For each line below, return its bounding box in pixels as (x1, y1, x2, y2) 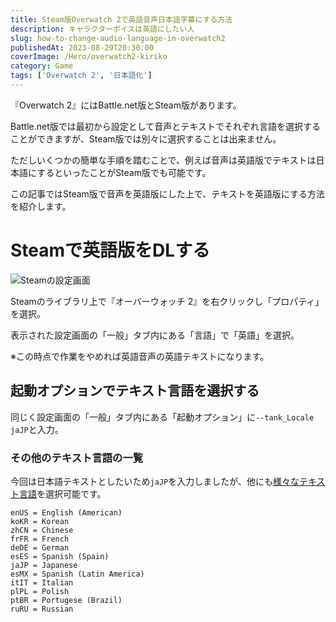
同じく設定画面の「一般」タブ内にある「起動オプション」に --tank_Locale (10, 411, 315, 423)
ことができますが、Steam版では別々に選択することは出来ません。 (10, 132, 282, 145)
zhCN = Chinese (10, 525, 74, 535)
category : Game (10, 61, 74, 71)
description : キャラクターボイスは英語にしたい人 (10, 24, 195, 34)
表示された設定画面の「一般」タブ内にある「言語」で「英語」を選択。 (10, 329, 300, 341)
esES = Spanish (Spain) (10, 551, 110, 561)
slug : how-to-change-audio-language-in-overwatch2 (10, 33, 226, 43)
